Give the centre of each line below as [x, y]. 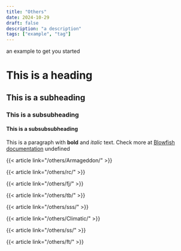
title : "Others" [26, 12]
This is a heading [49, 75]
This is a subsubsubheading [42, 129]
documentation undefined [38, 148]
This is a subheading [46, 98]
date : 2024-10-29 [28, 17]
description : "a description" [44, 29]
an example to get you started [43, 51]
